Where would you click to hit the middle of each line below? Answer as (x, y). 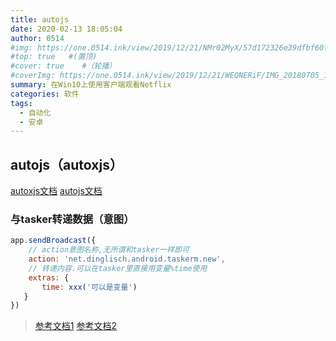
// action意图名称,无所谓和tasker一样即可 (109, 250)
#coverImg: (33, 76)
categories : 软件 (45, 94)
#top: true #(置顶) (54, 57)
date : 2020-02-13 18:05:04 (66, 29)
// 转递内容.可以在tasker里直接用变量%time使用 (118, 268)
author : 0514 (37, 38)
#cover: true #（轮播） (63, 66)
